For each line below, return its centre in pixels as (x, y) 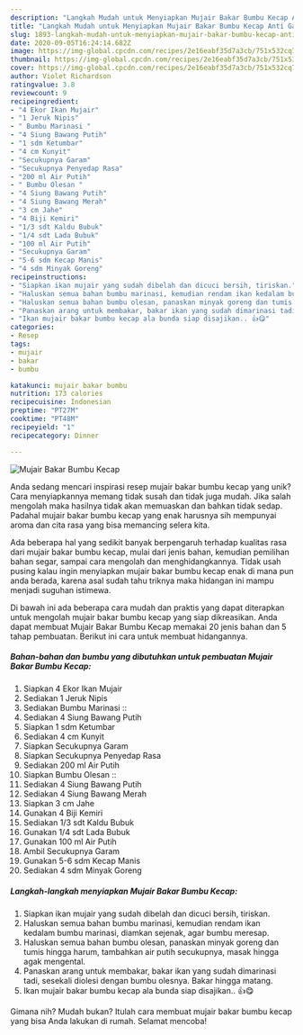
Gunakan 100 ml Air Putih (70, 841)
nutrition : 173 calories (57, 394)
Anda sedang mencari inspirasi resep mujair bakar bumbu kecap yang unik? (151, 486)
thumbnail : (31, 59)
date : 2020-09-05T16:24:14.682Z (71, 43)
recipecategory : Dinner (55, 436)
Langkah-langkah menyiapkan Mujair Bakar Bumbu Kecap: (124, 891)
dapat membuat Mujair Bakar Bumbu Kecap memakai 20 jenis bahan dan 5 (148, 626)
